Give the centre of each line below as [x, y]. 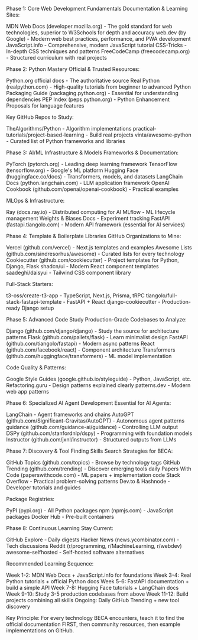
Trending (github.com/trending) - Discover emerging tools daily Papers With [99, 469]
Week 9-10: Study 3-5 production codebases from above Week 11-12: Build [98, 594]
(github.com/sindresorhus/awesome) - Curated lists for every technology [95, 254]
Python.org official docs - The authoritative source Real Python [83, 80]
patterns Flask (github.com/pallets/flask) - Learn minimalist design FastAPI [97, 337]
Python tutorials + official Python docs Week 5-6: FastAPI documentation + [98, 581]
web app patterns [27, 392]
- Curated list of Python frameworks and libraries [66, 141]
